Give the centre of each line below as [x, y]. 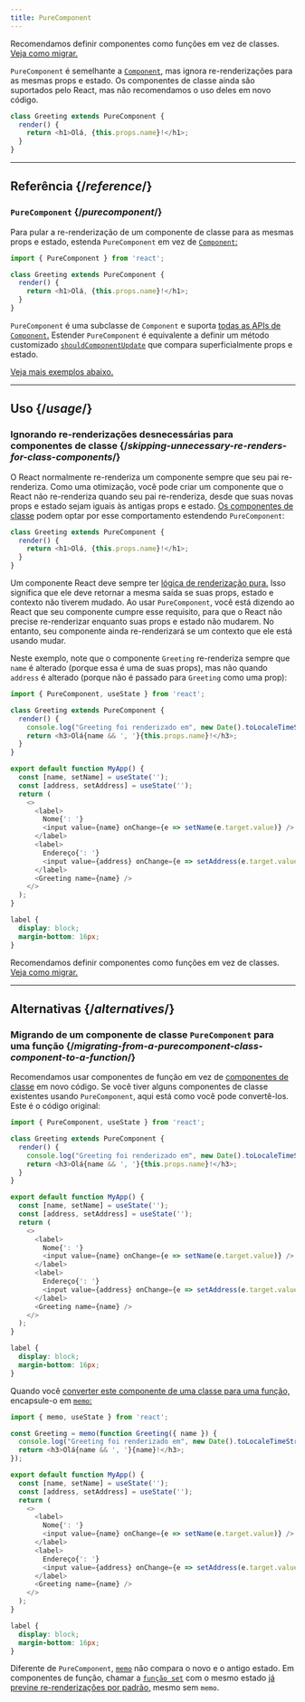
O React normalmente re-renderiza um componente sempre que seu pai [145, 477]
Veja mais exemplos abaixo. [62, 371]
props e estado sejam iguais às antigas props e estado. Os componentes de [152, 506]
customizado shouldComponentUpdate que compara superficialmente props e [152, 344]
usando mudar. [38, 641]
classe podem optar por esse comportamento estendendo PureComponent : [148, 515]
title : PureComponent [51, 18]
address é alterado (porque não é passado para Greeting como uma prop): [149, 677]
